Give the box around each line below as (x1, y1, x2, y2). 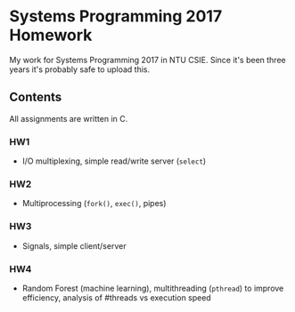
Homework (9, 25, 93, 45)
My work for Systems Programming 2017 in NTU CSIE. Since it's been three (9, 54, 287, 65)
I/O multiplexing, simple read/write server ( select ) (21, 156, 207, 166)
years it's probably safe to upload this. (9, 64, 150, 75)
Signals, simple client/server (21, 240, 127, 251)
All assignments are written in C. (9, 113, 128, 124)
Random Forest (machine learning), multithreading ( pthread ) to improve (21, 283, 284, 293)
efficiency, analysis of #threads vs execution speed (21, 292, 211, 303)
